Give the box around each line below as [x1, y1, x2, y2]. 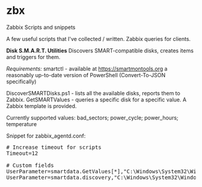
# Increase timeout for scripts [6, 144, 102, 151]
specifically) [6, 78, 37, 85]
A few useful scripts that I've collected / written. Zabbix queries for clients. [6, 35, 191, 42]
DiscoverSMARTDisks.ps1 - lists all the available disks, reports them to [6, 89, 180, 97]
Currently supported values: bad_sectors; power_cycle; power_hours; [6, 114, 179, 121]
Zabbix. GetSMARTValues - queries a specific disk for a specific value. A [6, 96, 187, 103]
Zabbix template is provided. [6, 102, 77, 109]
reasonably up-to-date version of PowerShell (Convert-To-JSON [6, 71, 166, 78]
